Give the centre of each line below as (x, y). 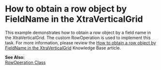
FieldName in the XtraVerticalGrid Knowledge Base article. (63, 48)
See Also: (15, 57)
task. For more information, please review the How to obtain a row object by (80, 42)
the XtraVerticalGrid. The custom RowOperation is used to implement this (78, 38)
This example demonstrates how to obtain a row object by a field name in (78, 32)
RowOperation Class (25, 62)
